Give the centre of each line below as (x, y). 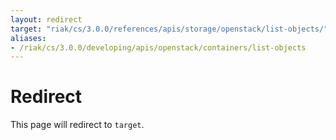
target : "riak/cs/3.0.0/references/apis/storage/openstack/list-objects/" (169, 29)
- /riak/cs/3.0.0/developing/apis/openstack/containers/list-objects (158, 47)
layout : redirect (46, 19)
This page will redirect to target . (77, 125)
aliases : (28, 38)
